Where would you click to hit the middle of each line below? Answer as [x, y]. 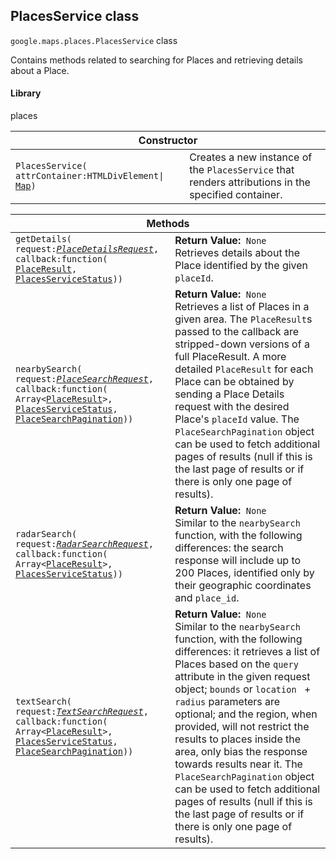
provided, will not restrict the [242, 727]
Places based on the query [236, 664]
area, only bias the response [241, 752]
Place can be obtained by [234, 382]
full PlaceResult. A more [230, 357]
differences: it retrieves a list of [247, 652]
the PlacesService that [242, 170]
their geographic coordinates [243, 586]
